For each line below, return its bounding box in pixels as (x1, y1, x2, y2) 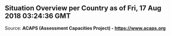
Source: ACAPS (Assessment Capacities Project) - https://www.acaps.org (5, 25, 166, 31)
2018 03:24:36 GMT (5, 12, 71, 20)
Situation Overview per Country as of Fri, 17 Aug (5, 4, 162, 12)
